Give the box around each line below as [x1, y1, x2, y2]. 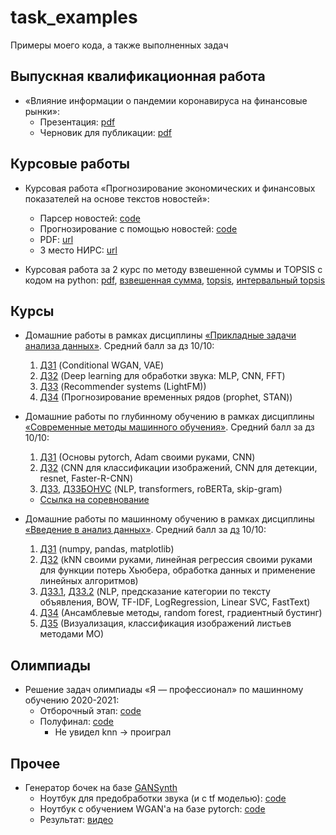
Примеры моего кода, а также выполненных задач [10, 39, 229, 51]
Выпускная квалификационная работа [10, 68, 266, 85]
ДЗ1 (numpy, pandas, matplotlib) [39, 543, 175, 555]
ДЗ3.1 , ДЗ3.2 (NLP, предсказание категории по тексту [39, 586, 271, 598]
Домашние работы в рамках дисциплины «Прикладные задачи [24, 329, 297, 341]
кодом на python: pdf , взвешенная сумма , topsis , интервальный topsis [24, 274, 326, 286]
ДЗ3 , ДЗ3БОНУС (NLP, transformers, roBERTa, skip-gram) [39, 483, 283, 495]
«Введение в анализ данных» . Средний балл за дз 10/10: [24, 524, 267, 536]
